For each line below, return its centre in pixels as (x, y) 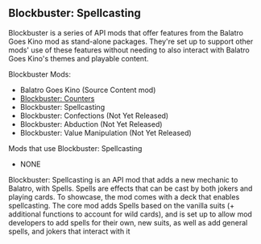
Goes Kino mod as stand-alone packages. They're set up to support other (131, 41)
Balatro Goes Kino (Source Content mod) (88, 90)
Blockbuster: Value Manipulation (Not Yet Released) (106, 133)
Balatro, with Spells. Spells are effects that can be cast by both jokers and (130, 188)
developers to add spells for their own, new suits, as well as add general (128, 222)
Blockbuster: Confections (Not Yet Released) (94, 116)
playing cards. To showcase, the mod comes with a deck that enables (124, 196)
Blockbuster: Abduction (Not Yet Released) (91, 124)
